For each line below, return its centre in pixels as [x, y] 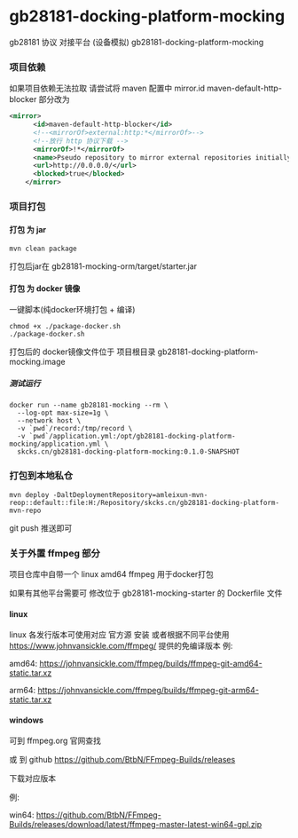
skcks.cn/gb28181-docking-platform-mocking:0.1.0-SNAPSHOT [129, 452]
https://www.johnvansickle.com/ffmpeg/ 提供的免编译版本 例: [121, 646]
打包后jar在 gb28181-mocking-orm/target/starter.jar [103, 266]
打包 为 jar [28, 229]
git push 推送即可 [41, 528]
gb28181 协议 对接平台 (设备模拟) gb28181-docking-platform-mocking [137, 42]
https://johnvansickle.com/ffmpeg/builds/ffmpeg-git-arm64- [149, 691]
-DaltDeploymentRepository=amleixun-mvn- [130, 494]
